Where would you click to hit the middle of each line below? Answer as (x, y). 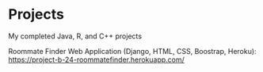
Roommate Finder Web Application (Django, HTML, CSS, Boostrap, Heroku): (132, 51)
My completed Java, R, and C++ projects (75, 36)
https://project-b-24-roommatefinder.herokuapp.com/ (96, 59)
